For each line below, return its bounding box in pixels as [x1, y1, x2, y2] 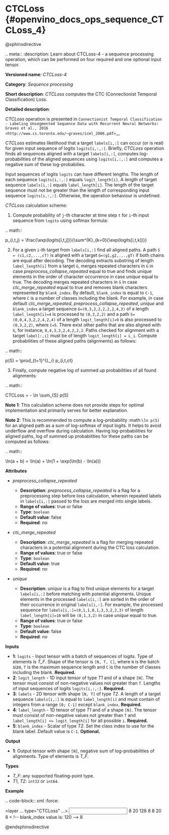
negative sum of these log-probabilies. [5, 161, 86, 167]
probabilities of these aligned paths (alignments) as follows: [12, 338, 137, 344]
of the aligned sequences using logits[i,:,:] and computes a [32, 156, 163, 162]
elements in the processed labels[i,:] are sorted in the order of [20, 596, 155, 602]
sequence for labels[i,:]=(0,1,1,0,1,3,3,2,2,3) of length [20, 606, 144, 613]
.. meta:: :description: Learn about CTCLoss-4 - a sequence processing [5, 51, 154, 57]
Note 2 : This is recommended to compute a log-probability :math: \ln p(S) [5, 417, 160, 423]
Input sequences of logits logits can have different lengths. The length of [5, 171, 159, 177]
